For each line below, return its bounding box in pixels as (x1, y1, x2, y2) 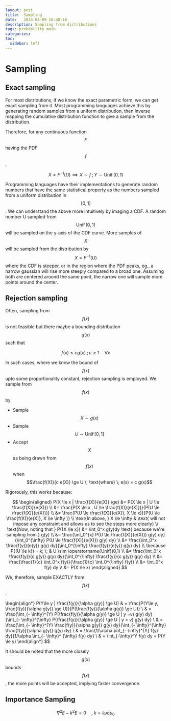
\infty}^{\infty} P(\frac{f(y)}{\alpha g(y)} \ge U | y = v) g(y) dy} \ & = (21, 616, 163, 623)
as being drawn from (12, 455, 57, 461)
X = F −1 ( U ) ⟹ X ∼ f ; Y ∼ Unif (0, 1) (48, 170, 124, 177)
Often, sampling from (5, 307, 50, 313)
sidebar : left (10, 41, 40, 46)
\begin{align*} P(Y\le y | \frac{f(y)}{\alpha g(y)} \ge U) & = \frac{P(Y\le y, (5, 600, 158, 606)
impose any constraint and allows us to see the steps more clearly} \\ (13, 520, 159, 527)
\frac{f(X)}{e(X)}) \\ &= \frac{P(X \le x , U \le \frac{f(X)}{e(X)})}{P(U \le (12, 504, 160, 510)
